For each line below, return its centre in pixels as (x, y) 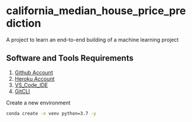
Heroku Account (35, 78)
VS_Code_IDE (31, 85)
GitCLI (22, 91)
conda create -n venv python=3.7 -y (51, 113)
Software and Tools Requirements (70, 58)
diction (24, 23)
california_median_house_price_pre (96, 11)
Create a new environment (38, 103)
